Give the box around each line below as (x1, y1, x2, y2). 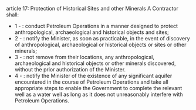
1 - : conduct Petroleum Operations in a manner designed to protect (14, 23, 178, 29)
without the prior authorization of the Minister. (14, 66, 126, 73)
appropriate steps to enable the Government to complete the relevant (14, 85, 183, 91)
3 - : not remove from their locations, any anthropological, (14, 54, 154, 60)
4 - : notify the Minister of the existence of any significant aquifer (14, 73, 173, 79)
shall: (6, 11, 19, 18)
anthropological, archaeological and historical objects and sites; (14, 29, 169, 36)
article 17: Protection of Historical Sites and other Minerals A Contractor (6, 5, 179, 12)
